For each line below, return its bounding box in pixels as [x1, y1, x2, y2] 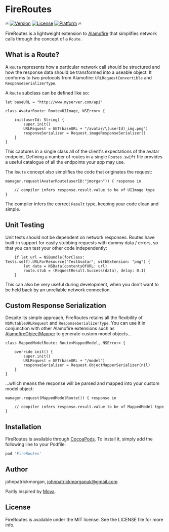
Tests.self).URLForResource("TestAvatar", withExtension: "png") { [5, 259, 151, 264]
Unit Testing [5, 221, 45, 230]
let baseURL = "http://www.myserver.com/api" [5, 100, 103, 105]
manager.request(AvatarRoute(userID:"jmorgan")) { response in [5, 179, 142, 184]
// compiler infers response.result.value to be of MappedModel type [14, 405, 164, 410]
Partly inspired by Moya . [5, 488, 56, 494]
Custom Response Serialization [5, 301, 106, 309]
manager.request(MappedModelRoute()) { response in [5, 395, 116, 401]
